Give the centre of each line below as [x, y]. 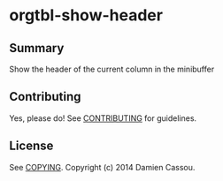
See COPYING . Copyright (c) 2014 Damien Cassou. [102, 167]
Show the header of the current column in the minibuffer [112, 69]
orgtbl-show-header [86, 15]
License [31, 146]
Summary [37, 48]
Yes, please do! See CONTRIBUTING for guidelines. [103, 118]
